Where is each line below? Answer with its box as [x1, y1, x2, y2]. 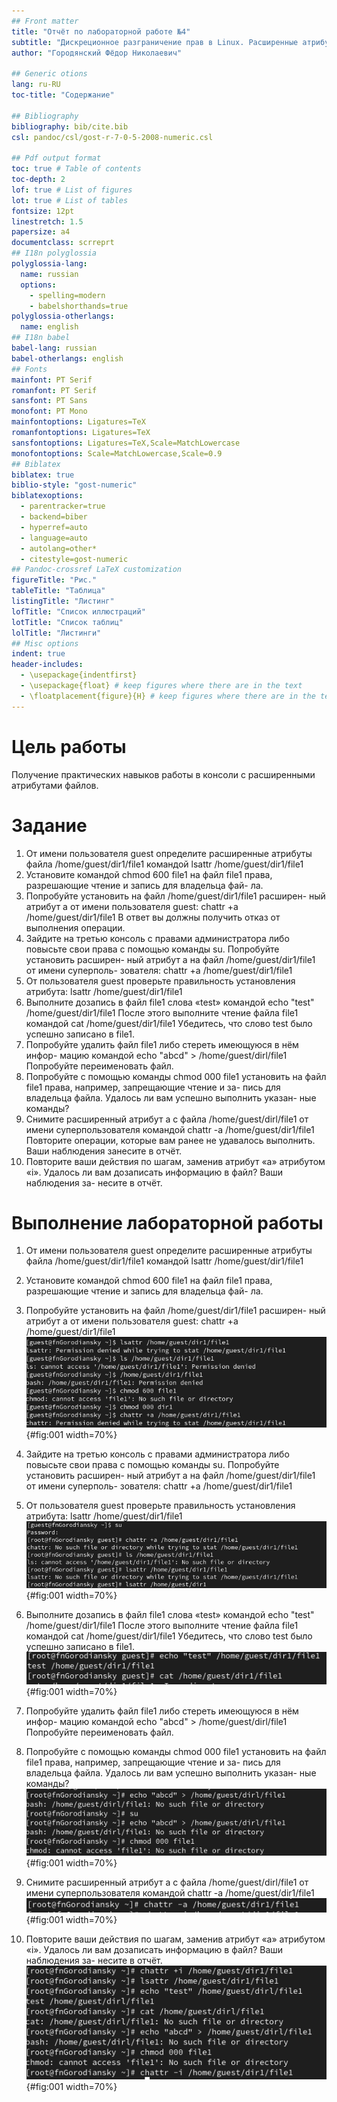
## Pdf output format [11, 153, 102, 164]
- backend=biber [20, 512, 88, 522]
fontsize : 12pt [11, 206, 75, 216]
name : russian [20, 269, 79, 279]
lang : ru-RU [11, 80, 61, 90]
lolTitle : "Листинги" [11, 628, 102, 638]
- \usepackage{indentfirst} [20, 670, 138, 680]
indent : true [11, 649, 66, 659]
